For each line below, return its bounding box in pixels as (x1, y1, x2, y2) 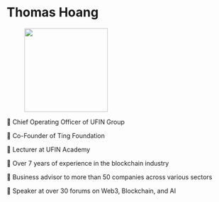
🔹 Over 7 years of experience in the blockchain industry (6, 159, 169, 167)
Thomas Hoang (6, 4, 99, 21)
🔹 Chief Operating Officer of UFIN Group (6, 117, 125, 126)
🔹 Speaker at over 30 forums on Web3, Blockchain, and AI (6, 186, 176, 195)
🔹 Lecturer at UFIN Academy (6, 145, 91, 154)
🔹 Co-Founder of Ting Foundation (6, 131, 106, 139)
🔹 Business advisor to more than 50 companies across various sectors (6, 172, 213, 181)
